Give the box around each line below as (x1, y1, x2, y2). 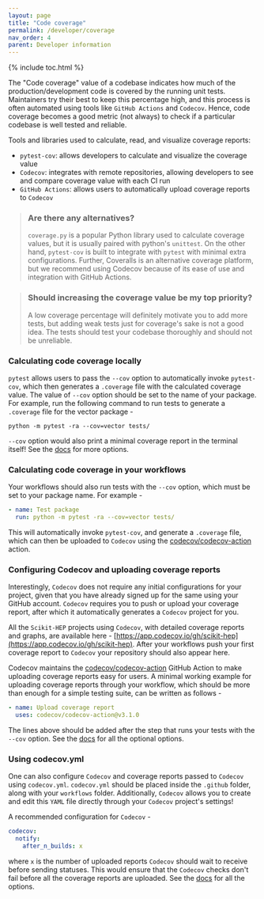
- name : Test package (8, 506, 80, 514)
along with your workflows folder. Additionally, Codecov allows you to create (8, 788, 251, 798)
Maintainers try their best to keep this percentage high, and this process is (8, 95, 251, 104)
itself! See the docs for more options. (8, 445, 129, 454)
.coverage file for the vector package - (8, 407, 134, 416)
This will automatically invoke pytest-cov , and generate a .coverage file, (8, 528, 242, 537)
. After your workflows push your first (132, 639, 255, 649)
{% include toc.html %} (8, 63, 85, 72)
